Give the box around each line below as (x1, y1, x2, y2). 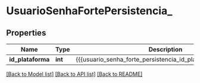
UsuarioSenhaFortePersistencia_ (6, 4, 173, 18)
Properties (6, 28, 46, 38)
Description (148, 46, 183, 53)
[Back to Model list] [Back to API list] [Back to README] (6, 71, 143, 78)
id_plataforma (9, 55, 50, 63)
